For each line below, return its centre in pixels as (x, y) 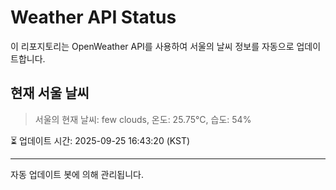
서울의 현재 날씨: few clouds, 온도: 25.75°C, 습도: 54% (143, 119)
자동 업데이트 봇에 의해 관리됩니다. (77, 174)
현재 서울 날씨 (50, 93)
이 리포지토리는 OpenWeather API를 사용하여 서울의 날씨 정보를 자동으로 (152, 46)
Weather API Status (93, 17)
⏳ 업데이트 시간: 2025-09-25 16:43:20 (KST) (100, 140)
